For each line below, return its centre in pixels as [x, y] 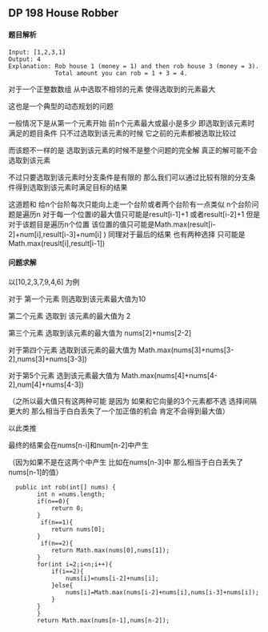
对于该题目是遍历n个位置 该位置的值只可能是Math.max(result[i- [112, 224]
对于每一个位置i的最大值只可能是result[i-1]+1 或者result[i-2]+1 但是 [152, 214]
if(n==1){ [57, 522]
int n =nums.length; [71, 494]
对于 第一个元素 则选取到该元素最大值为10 [77, 299]
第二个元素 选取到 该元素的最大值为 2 [70, 316]
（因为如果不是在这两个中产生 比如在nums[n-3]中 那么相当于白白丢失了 [126, 462]
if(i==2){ [67, 571]
